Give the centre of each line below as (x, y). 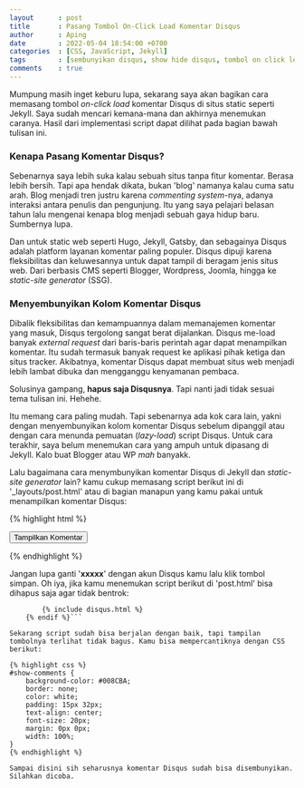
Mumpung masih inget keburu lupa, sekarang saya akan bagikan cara (139, 94)
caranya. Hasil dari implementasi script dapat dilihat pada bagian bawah (143, 122)
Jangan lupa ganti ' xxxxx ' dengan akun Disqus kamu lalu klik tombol (137, 574)
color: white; (52, 697)
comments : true (46, 69)
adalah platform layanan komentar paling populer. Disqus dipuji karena (141, 251)
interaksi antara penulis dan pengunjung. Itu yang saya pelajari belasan (142, 205)
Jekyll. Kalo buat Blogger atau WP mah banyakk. (100, 455)
